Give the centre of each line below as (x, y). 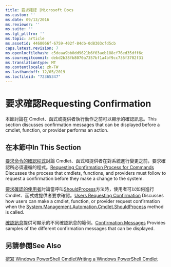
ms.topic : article (25, 39)
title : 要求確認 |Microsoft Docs (40, 10)
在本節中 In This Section (43, 147)
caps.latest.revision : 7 (32, 48)
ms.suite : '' (19, 29)
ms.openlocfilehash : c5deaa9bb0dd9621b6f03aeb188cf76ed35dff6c (74, 53)
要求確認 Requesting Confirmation (78, 104)
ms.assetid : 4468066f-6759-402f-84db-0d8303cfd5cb (61, 44)
